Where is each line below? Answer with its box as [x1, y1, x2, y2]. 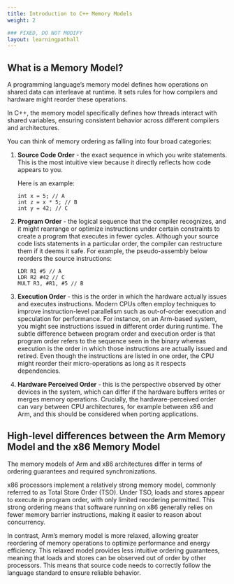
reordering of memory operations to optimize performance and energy [7, 539, 211, 547]
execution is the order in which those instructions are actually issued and [17, 344, 228, 353]
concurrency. [7, 518, 45, 526]
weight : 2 [7, 17, 36, 24]
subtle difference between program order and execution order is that [17, 329, 215, 338]
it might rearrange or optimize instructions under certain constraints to [17, 225, 220, 233]
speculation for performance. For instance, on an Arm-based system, [17, 315, 217, 323]
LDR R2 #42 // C [17, 274, 65, 281]
